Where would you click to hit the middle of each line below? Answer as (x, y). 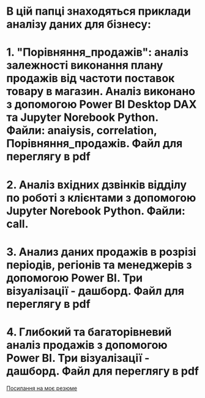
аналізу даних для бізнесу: (79, 24)
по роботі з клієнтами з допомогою (101, 198)
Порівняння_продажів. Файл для (95, 144)
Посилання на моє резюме (42, 388)
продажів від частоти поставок (91, 78)
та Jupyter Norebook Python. (82, 117)
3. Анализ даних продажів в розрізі (101, 252)
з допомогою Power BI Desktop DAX (102, 105)
